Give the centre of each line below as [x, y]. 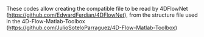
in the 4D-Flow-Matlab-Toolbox [46, 21]
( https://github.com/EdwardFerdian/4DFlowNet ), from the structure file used [102, 15]
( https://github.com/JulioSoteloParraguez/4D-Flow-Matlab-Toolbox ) [92, 27]
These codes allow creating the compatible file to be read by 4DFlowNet [97, 9]
